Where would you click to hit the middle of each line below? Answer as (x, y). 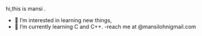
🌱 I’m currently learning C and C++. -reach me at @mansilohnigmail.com (105, 27)
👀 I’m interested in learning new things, (63, 20)
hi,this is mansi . (26, 9)
